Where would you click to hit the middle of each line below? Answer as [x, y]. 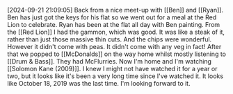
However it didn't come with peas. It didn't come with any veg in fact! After [114, 47]
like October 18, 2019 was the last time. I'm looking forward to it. [99, 83]
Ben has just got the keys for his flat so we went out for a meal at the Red [112, 17]
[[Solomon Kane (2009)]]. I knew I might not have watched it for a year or [112, 69]
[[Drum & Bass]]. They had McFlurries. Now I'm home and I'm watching [110, 61]
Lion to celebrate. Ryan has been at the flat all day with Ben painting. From [114, 25]
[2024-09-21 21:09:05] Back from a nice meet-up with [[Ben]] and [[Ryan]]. [115, 10]
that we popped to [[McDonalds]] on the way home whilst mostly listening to [116, 54]
